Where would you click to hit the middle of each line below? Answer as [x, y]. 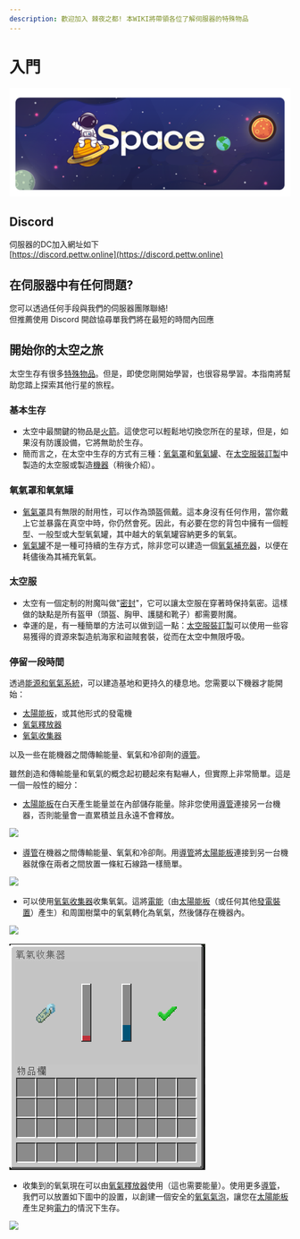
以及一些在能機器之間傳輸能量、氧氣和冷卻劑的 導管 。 [107, 755]
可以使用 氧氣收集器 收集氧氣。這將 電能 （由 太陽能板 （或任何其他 [139, 901]
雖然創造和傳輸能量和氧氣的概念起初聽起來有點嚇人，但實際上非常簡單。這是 [150, 773]
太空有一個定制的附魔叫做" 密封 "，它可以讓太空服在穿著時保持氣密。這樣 [155, 602]
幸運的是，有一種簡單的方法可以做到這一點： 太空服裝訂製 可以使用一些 [151, 625]
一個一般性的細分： [45, 785]
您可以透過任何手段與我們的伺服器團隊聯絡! [89, 308]
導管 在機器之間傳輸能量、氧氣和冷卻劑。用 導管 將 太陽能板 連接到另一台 [151, 853]
